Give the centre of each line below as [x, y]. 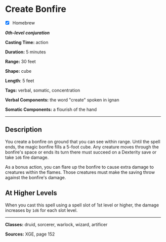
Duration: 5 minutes [25, 52]
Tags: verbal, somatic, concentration [43, 90]
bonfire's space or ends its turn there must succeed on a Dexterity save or [81, 152]
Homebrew [23, 23]
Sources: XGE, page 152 [30, 234]
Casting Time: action [27, 42]
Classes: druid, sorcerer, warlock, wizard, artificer [56, 224]
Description [23, 130]
